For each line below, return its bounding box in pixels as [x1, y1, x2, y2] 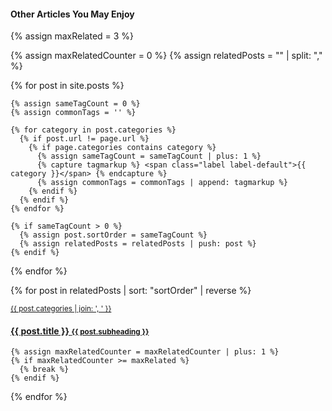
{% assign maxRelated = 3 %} [10, 30, 135, 42]
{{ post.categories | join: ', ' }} [10, 304, 112, 314]
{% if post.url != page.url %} [19, 134, 150, 144]
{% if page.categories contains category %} [28, 143, 217, 153]
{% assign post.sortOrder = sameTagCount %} [19, 230, 208, 240]
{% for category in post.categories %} [10, 125, 177, 135]
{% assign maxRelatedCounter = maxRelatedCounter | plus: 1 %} [10, 347, 280, 357]
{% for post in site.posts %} [10, 80, 125, 92]
